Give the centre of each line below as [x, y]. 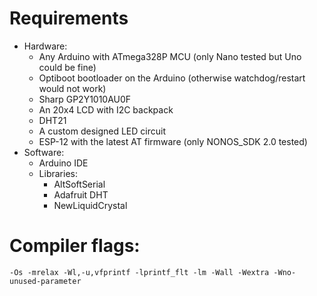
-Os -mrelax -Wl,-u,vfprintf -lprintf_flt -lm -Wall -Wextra [139, 272]
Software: [44, 152]
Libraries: [58, 173]
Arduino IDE [63, 163]
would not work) [72, 88]
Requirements [69, 18]
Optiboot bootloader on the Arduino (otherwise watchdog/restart [172, 78]
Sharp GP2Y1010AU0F [85, 99]
